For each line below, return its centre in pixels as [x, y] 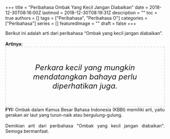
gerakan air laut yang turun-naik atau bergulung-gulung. [64, 115]
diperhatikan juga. [85, 86]
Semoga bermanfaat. [27, 131]
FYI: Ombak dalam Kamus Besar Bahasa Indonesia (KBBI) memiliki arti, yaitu [85, 110]
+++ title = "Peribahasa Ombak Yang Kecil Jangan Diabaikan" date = [77, 7]
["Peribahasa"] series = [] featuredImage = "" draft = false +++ [71, 23]
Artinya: [14, 44]
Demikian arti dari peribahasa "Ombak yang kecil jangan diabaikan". [85, 126]
